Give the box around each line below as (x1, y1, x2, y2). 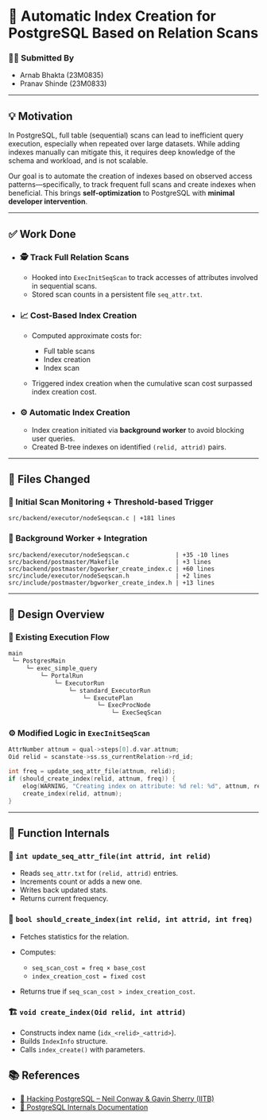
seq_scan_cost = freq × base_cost (31, 964, 146, 972)
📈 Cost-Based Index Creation (19, 309, 137, 321)
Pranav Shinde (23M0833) (19, 79, 107, 88)
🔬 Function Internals (8, 826, 110, 840)
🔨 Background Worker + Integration (8, 533, 148, 544)
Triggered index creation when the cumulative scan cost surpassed (31, 379, 253, 388)
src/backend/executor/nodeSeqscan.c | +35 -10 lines (8, 550, 229, 559)
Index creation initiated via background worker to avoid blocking (31, 425, 245, 434)
